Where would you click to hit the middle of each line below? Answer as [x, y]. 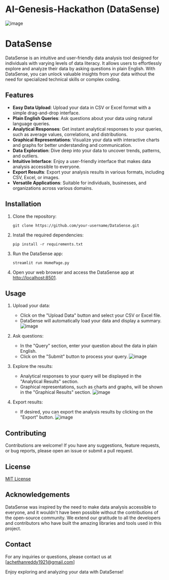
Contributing [26, 433]
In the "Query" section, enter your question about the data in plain [89, 346]
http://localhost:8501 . [35, 277]
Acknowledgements [38, 495]
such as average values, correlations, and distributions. [70, 134]
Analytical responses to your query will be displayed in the [81, 376]
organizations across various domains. [53, 188]
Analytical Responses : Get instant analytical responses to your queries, [88, 129]
